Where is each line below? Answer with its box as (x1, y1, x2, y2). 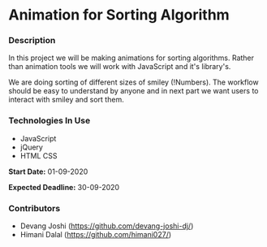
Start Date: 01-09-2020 (8, 167, 88, 176)
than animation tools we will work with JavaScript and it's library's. (8, 62, 231, 71)
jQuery (19, 142, 43, 152)
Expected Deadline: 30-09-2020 (8, 182, 120, 192)
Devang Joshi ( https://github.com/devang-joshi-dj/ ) (19, 221, 194, 231)
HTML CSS (19, 150, 58, 160)
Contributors (8, 202, 61, 214)
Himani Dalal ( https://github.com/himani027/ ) (19, 230, 172, 240)
